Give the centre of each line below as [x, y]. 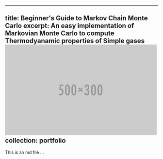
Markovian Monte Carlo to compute [60, 34]
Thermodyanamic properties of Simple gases [75, 41]
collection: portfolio [35, 141]
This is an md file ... [24, 152]
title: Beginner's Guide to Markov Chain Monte [76, 18]
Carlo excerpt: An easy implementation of [70, 26]
